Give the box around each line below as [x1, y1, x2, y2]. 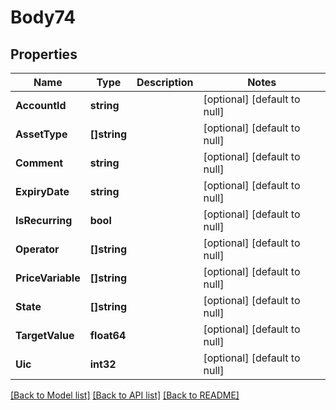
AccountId [15, 99, 67, 112]
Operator [15, 242, 60, 256]
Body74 [10, 6, 77, 29]
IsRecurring [15, 214, 73, 227]
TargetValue [15, 329, 75, 342]
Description [136, 76, 194, 89]
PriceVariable [15, 271, 81, 285]
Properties [10, 46, 78, 63]
